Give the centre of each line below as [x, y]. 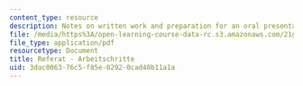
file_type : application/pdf [62, 43]
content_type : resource [54, 17]
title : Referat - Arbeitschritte [72, 59]
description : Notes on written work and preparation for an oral [134, 26]
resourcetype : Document [54, 51]
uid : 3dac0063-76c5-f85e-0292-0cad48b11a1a [92, 68]
